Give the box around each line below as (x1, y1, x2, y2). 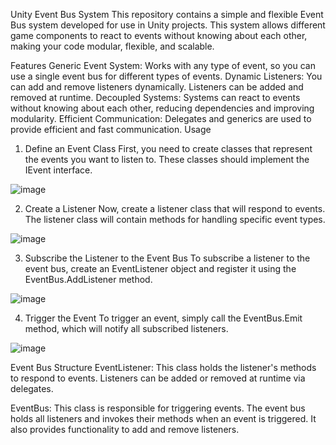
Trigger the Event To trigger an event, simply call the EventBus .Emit (24, 312, 303, 324)
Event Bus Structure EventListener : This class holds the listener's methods (10, 362, 317, 373)
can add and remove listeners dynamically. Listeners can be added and (10, 81, 304, 93)
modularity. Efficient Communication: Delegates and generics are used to (10, 113, 312, 124)
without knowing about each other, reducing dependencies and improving (10, 102, 315, 114)
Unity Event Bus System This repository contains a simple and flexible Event (10, 9, 324, 20)
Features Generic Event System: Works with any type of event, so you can (10, 60, 316, 71)
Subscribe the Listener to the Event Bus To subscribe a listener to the (24, 252, 311, 264)
